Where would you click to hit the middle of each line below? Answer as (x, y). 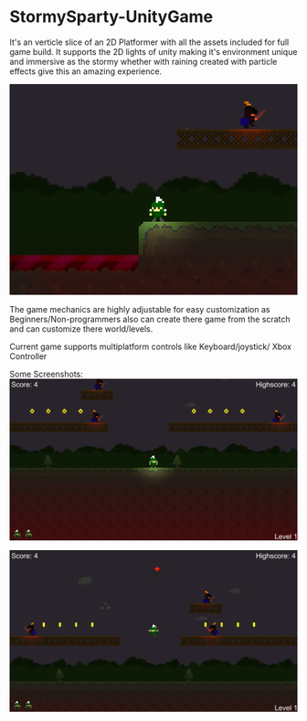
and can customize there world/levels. (81, 329)
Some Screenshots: (47, 374)
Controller (28, 356)
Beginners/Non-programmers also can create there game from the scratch (150, 319)
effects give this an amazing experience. (86, 71)
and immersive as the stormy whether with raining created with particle (143, 61)
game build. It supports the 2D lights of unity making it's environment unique (153, 51)
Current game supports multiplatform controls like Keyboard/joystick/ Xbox (151, 346)
